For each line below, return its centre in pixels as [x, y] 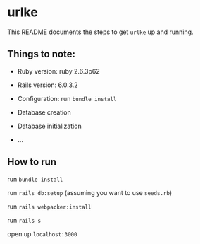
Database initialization [50, 126]
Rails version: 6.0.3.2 [48, 85]
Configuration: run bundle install [67, 98]
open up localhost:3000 [42, 233]
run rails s [24, 220]
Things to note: [42, 54]
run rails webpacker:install [49, 207]
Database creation [44, 112]
